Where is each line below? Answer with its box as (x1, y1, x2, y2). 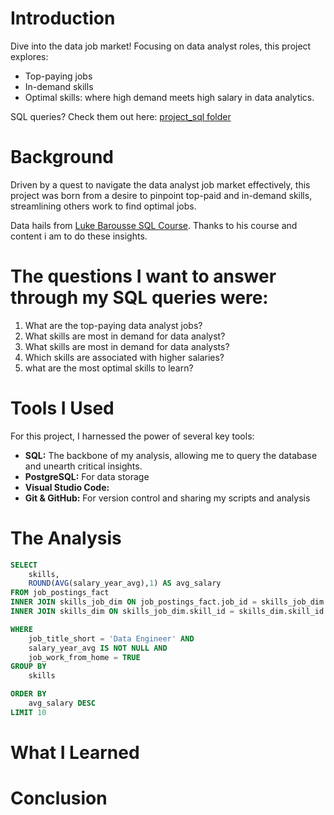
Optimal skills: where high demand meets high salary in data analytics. (24, 91, 315, 103)
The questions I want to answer (10, 265, 277, 288)
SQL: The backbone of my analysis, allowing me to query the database (24, 449, 318, 461)
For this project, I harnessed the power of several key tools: (10, 430, 255, 442)
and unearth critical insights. (24, 460, 143, 472)
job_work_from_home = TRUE (28, 652, 141, 662)
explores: (10, 50, 49, 62)
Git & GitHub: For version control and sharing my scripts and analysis (24, 492, 311, 504)
